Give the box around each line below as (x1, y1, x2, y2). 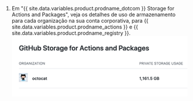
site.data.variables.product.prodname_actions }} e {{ (11, 23, 139, 30)
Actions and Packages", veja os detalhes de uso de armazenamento (11, 11, 176, 18)
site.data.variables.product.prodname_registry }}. (11, 30, 130, 37)
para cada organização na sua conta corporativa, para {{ (11, 17, 149, 24)
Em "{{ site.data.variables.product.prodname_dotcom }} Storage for (11, 5, 175, 12)
